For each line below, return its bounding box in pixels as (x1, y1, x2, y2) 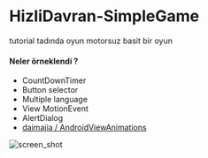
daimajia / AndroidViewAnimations (21, 122, 148, 133)
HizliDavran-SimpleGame (9, 6, 200, 26)
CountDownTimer (21, 75, 87, 86)
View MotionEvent (21, 103, 89, 114)
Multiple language (21, 94, 89, 105)
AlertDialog (21, 113, 64, 124)
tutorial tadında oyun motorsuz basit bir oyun (9, 35, 173, 46)
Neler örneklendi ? (9, 56, 79, 66)
